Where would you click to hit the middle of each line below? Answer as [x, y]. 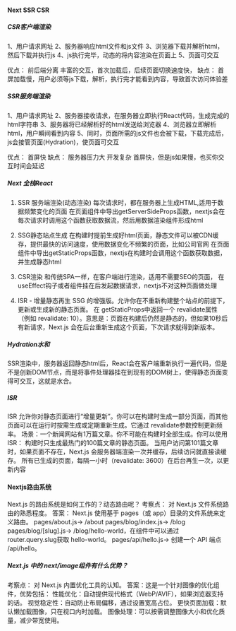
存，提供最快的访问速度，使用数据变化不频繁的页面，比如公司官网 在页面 [123, 244]
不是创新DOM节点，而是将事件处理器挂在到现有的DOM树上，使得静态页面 [114, 372]
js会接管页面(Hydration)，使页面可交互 [63, 142]
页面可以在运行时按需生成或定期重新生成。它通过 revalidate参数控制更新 [112, 425]
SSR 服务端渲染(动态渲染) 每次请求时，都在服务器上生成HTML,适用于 [117, 202]
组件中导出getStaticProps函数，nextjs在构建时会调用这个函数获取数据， [122, 253]
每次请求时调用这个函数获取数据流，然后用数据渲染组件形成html [110, 220]
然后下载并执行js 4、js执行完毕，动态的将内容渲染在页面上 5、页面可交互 [113, 55]
